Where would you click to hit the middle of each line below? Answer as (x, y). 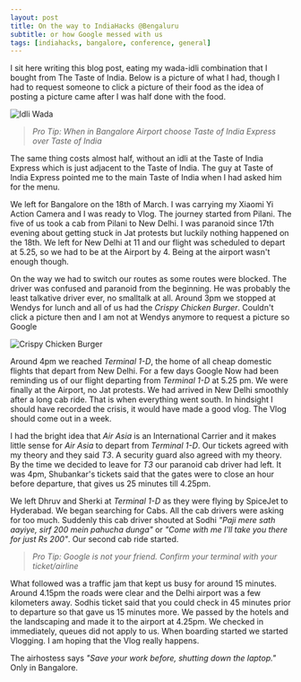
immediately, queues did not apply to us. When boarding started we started (149, 631)
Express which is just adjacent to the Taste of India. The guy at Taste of (142, 168)
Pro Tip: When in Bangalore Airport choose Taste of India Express (154, 132)
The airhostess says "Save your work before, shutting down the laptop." (143, 658)
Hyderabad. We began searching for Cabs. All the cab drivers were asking (147, 511)
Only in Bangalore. (44, 668)
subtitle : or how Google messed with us (87, 34)
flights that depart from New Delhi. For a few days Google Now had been (144, 371)
